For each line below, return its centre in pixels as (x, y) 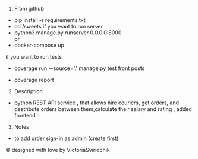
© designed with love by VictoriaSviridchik (58, 150)
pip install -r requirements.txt (50, 20)
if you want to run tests (34, 57)
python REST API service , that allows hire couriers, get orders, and (97, 103)
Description (28, 91)
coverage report (34, 80)
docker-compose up (39, 45)
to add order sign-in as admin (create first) (66, 138)
